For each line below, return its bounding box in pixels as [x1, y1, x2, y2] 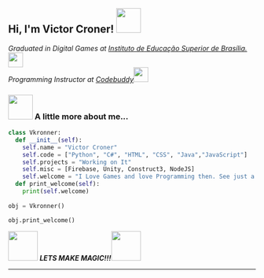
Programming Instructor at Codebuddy [8, 74, 134, 83]
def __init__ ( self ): [15, 135, 82, 144]
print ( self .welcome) [22, 187, 90, 195]
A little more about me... [34, 111, 129, 122]
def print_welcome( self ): [15, 180, 101, 188]
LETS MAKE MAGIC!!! [38, 253, 112, 262]
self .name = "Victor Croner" [22, 143, 118, 151]
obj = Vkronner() [8, 202, 65, 209]
